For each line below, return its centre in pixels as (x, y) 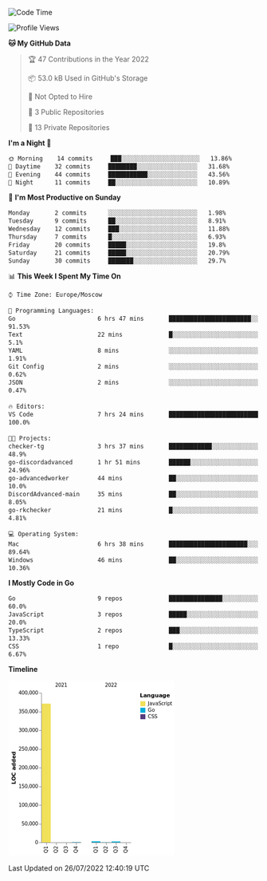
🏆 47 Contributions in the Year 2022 (88, 59)
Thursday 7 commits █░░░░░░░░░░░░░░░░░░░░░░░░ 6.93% (117, 237)
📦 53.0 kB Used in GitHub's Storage (88, 78)
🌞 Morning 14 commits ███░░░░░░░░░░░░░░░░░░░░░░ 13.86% (120, 159)
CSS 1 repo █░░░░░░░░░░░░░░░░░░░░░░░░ (133, 646)
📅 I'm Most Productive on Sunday (65, 197)
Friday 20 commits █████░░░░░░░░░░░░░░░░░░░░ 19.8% (117, 245)
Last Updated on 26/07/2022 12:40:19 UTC (79, 868)
